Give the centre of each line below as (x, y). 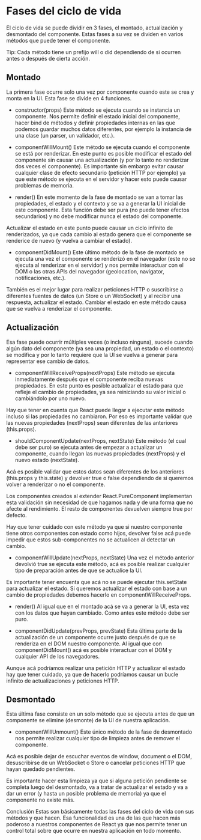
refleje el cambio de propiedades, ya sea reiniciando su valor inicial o (100, 392)
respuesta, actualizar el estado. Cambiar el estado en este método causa (97, 302)
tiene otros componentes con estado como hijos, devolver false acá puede (98, 533)
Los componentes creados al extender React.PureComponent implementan (99, 496)
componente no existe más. (40, 800)
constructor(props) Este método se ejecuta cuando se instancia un (97, 110)
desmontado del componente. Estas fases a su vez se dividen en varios (95, 34)
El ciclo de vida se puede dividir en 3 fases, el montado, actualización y (94, 28)
